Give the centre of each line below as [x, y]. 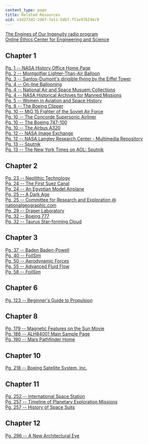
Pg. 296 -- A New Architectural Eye [42, 435]
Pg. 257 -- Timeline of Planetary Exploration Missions [61, 402]
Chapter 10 [23, 356]
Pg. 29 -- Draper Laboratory [35, 211]
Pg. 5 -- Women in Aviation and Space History [54, 101]
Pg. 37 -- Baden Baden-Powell [38, 250]
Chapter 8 [22, 316]
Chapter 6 [22, 288]
